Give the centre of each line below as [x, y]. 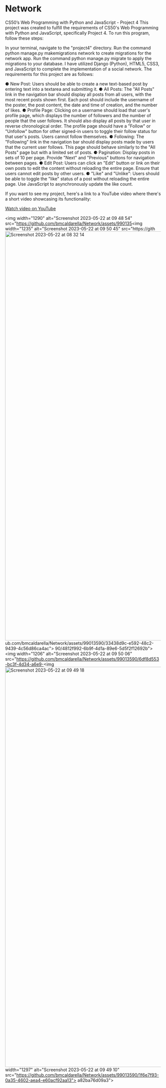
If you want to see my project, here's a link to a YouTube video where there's [83, 194]
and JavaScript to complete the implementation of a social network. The [79, 69]
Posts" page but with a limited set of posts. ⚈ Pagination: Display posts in [80, 152]
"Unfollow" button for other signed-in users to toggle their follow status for [81, 131]
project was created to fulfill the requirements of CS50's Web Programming [82, 27]
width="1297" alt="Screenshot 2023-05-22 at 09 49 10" [62, 1070]
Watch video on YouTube [30, 208]
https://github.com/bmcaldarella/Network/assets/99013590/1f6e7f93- [88, 1075]
